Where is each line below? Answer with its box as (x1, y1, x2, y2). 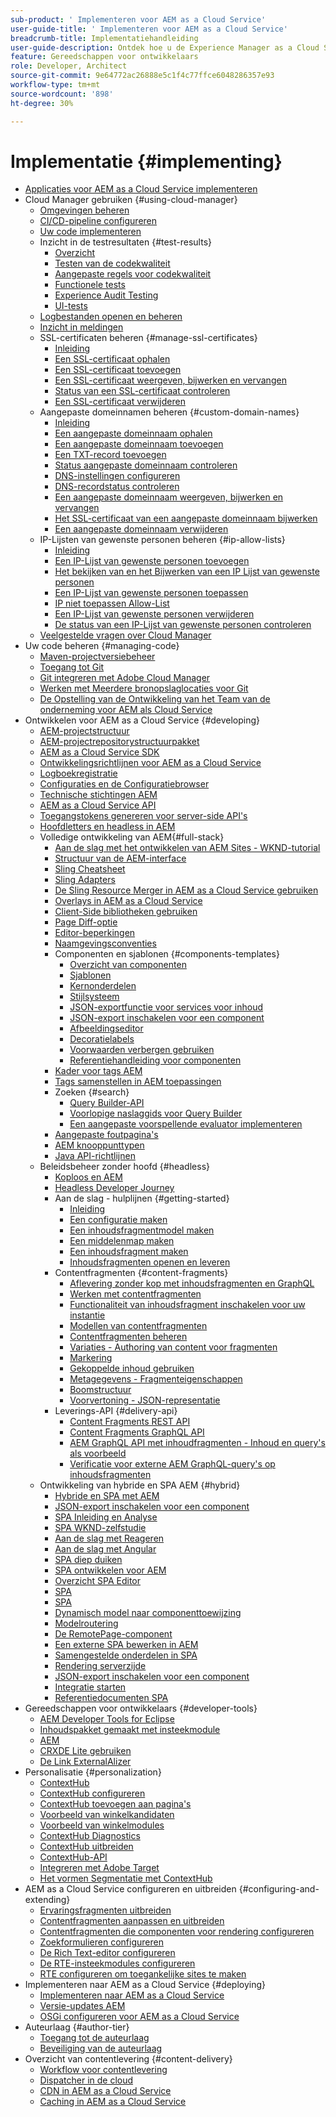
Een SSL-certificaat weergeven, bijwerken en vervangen (54, 374, 287, 386)
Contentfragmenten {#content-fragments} (54, 1267, 229, 1279)
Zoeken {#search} (54, 1086, 130, 1098)
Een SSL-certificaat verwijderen (54, 396, 186, 408)
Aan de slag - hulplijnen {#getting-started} (54, 1192, 230, 1205)
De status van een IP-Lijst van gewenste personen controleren (54, 619, 312, 631)
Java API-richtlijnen (54, 1150, 136, 1162)
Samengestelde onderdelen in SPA (54, 1649, 198, 1661)
